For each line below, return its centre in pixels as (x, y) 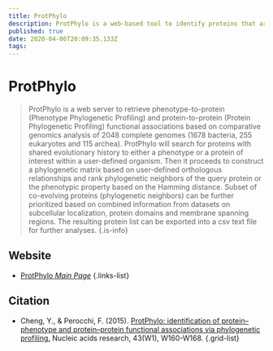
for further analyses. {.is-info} (78, 230)
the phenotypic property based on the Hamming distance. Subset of (143, 187)
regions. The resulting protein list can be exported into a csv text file (143, 222)
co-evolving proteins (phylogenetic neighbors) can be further (131, 195)
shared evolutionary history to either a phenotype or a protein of (136, 152)
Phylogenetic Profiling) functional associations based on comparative (145, 126)
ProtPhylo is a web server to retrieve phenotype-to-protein (126, 109)
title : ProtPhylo (38, 16)
